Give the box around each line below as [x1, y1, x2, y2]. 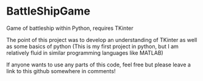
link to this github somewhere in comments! [6, 67, 116, 74]
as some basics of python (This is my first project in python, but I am [6, 43, 179, 50]
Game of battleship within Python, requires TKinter [6, 24, 134, 32]
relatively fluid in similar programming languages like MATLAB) [6, 49, 163, 56]
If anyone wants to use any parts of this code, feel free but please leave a [6, 61, 191, 68]
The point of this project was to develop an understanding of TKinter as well [6, 36, 198, 43]
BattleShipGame [6, 4, 90, 18]
